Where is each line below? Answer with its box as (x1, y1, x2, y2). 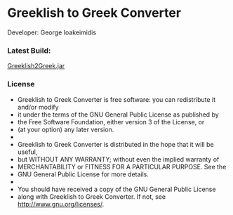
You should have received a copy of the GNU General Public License (17, 185, 216, 193)
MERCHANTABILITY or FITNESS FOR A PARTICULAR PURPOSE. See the (17, 162, 227, 171)
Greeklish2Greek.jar (7, 62, 65, 70)
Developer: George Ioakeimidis (7, 28, 97, 37)
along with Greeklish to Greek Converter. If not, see (17, 192, 166, 201)
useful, (17, 148, 38, 156)
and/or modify (17, 103, 59, 111)
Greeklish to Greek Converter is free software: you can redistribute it (17, 95, 216, 103)
